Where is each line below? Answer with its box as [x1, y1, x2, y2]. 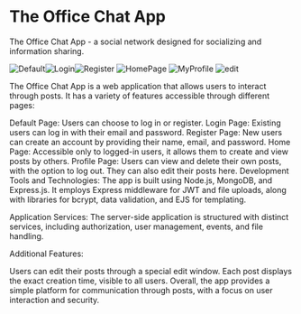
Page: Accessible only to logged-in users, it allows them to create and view [9, 146, 288, 157]
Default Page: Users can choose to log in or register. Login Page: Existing [9, 117, 281, 128]
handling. [9, 230, 44, 241]
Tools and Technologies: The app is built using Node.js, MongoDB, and [9, 174, 273, 186]
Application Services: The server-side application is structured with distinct [9, 211, 289, 222]
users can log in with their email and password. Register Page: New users [9, 126, 282, 137]
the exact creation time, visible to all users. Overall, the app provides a [9, 275, 270, 286]
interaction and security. [9, 294, 100, 305]
